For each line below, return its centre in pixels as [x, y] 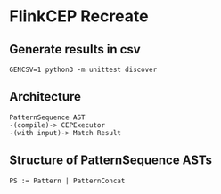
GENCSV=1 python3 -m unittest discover [83, 69]
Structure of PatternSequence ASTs [110, 161]
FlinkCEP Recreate [79, 16]
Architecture [45, 97]
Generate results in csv [75, 49]
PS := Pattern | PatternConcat [67, 181]
